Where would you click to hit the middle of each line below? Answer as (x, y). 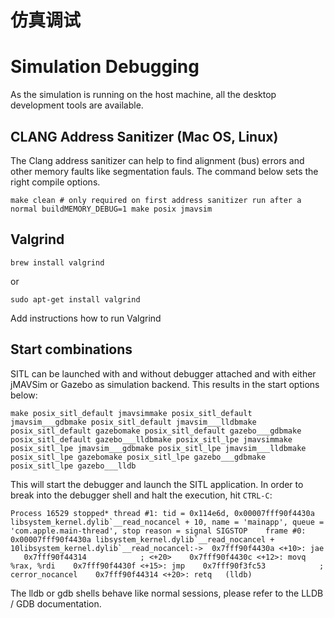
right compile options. (55, 182)
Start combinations (71, 349)
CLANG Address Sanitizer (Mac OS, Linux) (144, 136)
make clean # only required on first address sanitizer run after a (156, 200)
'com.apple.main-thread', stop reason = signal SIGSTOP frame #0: (158, 531)
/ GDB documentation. (56, 603)
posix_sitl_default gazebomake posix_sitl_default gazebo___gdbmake (156, 431)
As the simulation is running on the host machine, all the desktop (143, 95)
